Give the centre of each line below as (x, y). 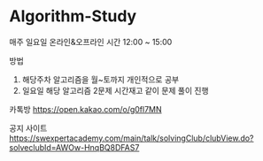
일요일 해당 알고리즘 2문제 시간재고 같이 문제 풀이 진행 (116, 90)
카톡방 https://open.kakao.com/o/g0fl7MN (85, 109)
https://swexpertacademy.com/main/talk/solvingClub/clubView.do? (131, 138)
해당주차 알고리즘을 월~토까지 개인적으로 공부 (101, 79)
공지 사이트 (28, 128)
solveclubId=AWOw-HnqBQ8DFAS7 (74, 147)
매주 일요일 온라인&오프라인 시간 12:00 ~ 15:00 (91, 42)
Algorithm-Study (73, 16)
